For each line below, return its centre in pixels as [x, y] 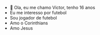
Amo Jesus [21, 28]
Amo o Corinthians [29, 23]
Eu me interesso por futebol [38, 13]
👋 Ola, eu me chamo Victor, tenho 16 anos [52, 8]
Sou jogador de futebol [33, 18]
